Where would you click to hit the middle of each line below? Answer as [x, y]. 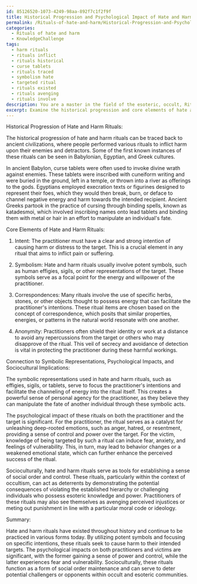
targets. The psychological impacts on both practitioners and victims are [94, 550]
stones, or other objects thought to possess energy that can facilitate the [103, 301]
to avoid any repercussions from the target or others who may [89, 338]
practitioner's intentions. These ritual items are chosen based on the [97, 308]
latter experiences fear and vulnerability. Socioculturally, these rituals [90, 562]
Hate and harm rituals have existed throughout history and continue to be [94, 531]
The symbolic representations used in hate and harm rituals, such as [89, 379]
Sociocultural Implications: [38, 368]
